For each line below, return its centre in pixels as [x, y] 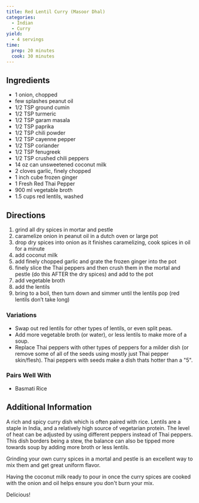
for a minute [30, 249]
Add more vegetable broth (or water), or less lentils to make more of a [101, 334]
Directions [26, 215]
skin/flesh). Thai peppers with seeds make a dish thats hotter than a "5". [104, 360]
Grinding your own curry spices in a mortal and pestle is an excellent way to [99, 459]
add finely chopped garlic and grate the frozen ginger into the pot [96, 261]
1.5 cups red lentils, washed [49, 196]
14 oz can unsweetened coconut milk [61, 164]
